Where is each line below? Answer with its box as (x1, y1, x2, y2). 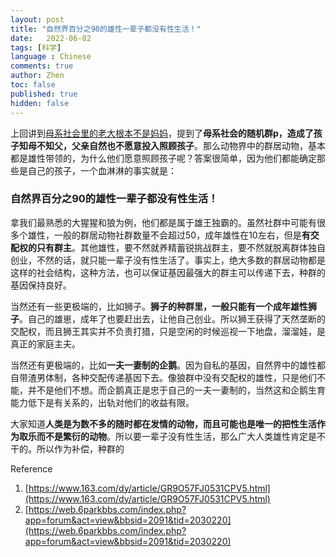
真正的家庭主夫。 (10, 337, 81, 350)
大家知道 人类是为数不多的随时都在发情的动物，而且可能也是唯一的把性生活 (10, 417, 317, 430)
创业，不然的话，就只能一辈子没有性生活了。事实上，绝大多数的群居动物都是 (10, 254, 326, 266)
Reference (10, 462, 53, 475)
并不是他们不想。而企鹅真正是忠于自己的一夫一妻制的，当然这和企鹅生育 (27, 384, 326, 396)
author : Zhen (10, 71, 65, 81)
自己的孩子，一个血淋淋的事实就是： (27, 164, 177, 176)
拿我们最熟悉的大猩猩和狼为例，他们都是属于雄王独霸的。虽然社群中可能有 (10, 216, 317, 228)
